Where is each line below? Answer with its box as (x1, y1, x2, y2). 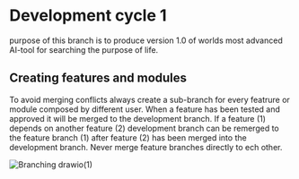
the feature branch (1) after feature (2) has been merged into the (9, 132, 247, 143)
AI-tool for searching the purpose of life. (9, 44, 159, 55)
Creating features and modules (9, 71, 187, 86)
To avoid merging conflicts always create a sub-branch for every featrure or (9, 94, 290, 105)
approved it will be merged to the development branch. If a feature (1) (9, 113, 267, 124)
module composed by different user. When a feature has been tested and (9, 104, 281, 115)
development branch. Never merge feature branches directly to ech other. (9, 141, 283, 152)
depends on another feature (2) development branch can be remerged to (9, 123, 280, 133)
